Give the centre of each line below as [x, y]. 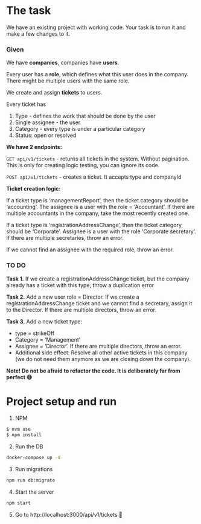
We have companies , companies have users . [63, 63]
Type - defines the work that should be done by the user [85, 116]
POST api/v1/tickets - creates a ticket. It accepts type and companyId [94, 177]
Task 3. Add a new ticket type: [44, 321]
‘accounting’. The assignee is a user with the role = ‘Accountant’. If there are [101, 207]
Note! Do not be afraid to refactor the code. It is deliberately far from [93, 371]
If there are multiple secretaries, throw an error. [65, 238]
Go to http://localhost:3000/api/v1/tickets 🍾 [69, 514]
